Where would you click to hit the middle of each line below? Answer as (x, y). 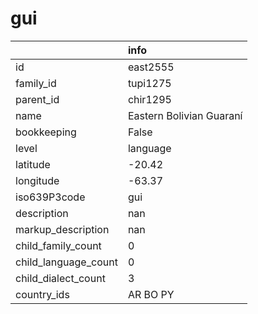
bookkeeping (46, 132)
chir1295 (149, 99)
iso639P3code (50, 197)
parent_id (37, 99)
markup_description (62, 229)
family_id (36, 83)
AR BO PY (151, 294)
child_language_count (66, 262)
